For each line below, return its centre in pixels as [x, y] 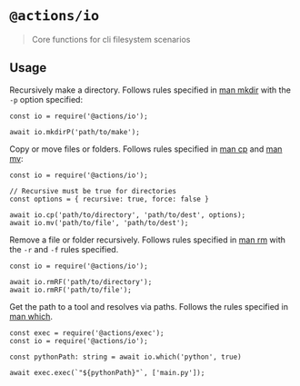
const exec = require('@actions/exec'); [87, 333]
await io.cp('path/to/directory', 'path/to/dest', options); [128, 215]
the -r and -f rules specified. [64, 249]
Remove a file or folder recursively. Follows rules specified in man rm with [148, 240]
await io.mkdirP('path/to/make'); [75, 132]
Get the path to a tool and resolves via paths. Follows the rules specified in [149, 306]
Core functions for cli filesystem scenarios [111, 39]
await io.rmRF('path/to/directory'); [81, 282]
